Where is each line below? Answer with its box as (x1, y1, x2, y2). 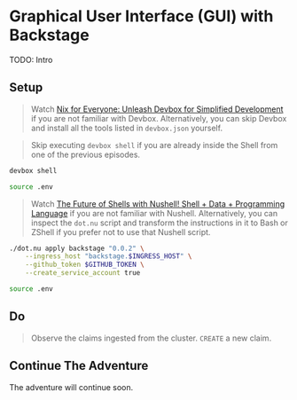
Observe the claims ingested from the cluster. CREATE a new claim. (30, 333, 272, 343)
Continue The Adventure (9, 358, 149, 373)
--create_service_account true (25, 269, 141, 278)
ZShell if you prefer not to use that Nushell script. (30, 226, 211, 237)
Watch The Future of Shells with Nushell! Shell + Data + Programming (30, 198, 285, 209)
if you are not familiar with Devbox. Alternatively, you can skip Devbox (30, 113, 287, 123)
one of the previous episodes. (30, 149, 140, 160)
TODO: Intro (9, 54, 53, 65)
